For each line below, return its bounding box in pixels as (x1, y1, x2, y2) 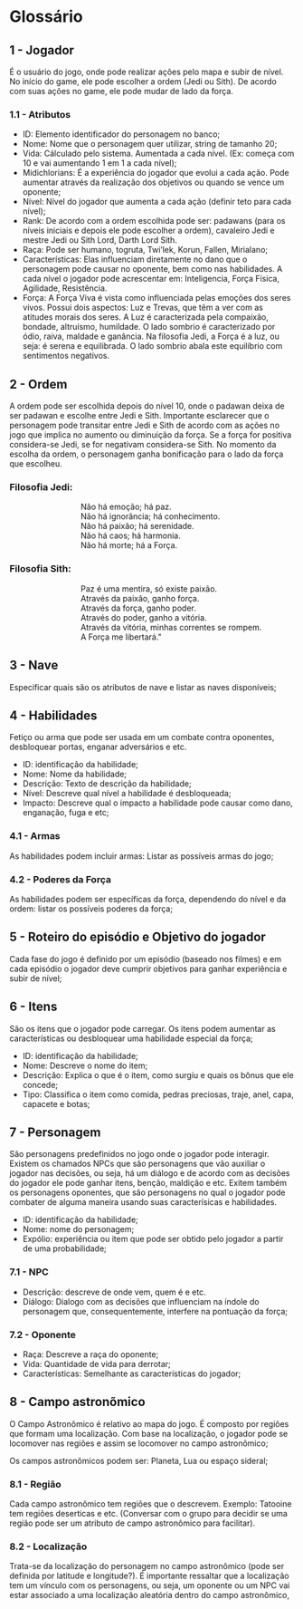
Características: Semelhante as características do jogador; (22, 1368, 241, 1379)
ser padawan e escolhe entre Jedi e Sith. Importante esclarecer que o (9, 410, 270, 421)
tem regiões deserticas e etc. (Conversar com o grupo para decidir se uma (9, 1508, 288, 1519)
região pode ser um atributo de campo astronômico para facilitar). (9, 1517, 256, 1528)
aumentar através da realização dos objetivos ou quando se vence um (22, 177, 285, 188)
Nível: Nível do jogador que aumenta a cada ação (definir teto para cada (22, 197, 292, 207)
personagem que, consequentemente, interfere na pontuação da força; (22, 1306, 289, 1316)
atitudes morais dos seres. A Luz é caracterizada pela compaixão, (22, 312, 269, 323)
